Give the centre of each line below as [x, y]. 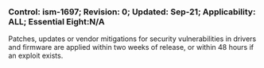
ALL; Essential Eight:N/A [56, 21]
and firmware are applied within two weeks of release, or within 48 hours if [131, 47]
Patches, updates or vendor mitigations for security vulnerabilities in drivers [132, 39]
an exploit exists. [36, 56]
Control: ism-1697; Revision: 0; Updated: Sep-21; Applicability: [132, 12]
